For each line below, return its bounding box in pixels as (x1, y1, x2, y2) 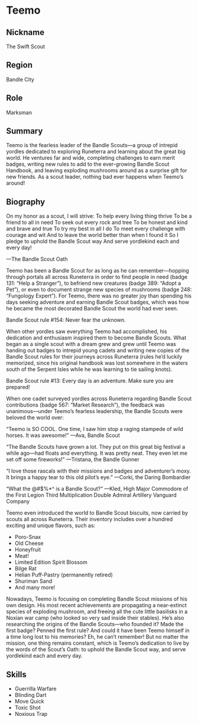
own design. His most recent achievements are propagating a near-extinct (6, 602, 187, 609)
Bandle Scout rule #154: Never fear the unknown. (6, 316, 126, 324)
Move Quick (14, 698, 44, 705)
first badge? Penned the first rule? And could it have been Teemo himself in (6, 627, 190, 634)
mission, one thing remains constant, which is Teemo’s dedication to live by (6, 639, 190, 647)
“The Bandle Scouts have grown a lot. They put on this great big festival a (6, 443, 186, 451)
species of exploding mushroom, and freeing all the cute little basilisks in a (6, 608, 188, 615)
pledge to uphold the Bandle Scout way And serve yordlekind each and (6, 238, 180, 245)
